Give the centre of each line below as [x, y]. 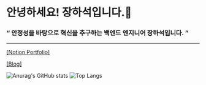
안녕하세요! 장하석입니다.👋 [69, 12]
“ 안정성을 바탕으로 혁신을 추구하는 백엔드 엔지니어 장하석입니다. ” [97, 33]
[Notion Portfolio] [28, 52]
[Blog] [14, 64]
